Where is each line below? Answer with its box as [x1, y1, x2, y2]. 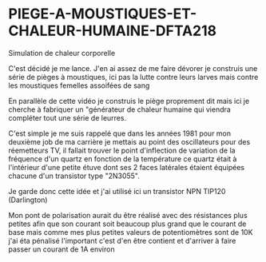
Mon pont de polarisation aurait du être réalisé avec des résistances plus [8, 210, 248, 220]
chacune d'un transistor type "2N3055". [8, 171, 140, 181]
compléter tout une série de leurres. [8, 113, 126, 122]
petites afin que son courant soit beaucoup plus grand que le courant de [8, 219, 247, 228]
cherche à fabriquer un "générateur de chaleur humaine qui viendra [8, 105, 232, 114]
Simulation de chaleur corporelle [8, 48, 116, 58]
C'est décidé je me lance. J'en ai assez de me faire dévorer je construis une [8, 63, 258, 73]
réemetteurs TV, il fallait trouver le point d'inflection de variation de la [8, 145, 236, 155]
